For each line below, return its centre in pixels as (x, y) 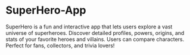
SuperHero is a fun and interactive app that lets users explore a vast (89, 27)
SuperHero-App (46, 10)
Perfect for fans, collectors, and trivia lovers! (60, 46)
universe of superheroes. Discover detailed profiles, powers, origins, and (95, 33)
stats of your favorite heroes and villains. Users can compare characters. (95, 39)
